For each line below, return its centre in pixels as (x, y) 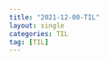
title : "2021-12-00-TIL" (54, 17)
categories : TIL (39, 34)
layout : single (37, 26)
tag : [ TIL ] (29, 42)
